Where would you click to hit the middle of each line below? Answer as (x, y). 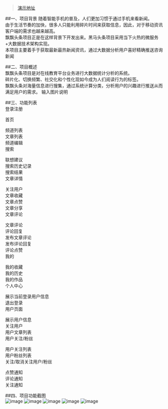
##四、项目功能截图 (25, 395)
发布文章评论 (18, 237)
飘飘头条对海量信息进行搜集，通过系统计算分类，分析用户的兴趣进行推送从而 (84, 86)
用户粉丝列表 (18, 355)
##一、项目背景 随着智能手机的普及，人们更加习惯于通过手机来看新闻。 (79, 19)
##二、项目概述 (21, 67)
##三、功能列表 (21, 103)
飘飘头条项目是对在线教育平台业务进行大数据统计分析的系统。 (69, 73)
